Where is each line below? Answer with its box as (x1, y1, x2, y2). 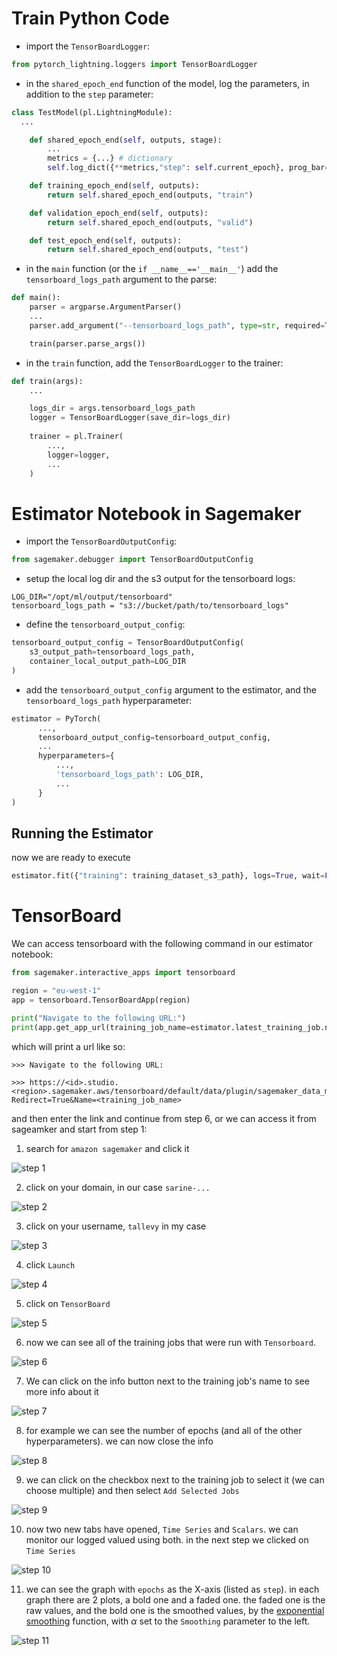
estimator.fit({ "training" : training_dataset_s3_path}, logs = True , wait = (11, 871, 326, 881)
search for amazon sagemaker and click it (25, 1142, 190, 1154)
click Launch (25, 1258, 76, 1271)
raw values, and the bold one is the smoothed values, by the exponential (25, 1604, 325, 1616)
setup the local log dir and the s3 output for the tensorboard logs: (25, 573, 296, 585)
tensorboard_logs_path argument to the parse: (25, 273, 218, 286)
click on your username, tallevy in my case (25, 1220, 207, 1232)
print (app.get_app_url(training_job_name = (11, 1022, 191, 1032)
